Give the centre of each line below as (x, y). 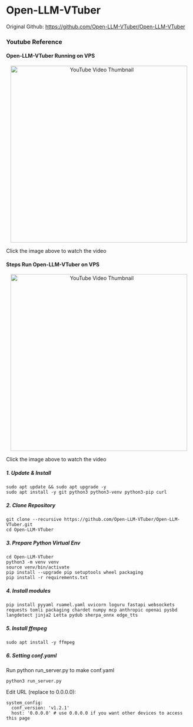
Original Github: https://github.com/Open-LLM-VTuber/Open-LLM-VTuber (96, 27)
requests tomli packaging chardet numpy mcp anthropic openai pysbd (92, 610)
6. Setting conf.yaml (31, 655)
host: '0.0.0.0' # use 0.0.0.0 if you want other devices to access (97, 713)
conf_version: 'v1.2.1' (40, 708)
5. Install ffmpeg (26, 628)
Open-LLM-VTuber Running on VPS (51, 56)
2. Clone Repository (31, 505)
